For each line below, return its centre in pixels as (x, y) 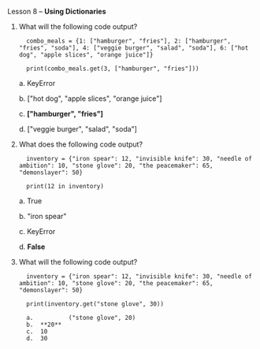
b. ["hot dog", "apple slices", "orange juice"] (90, 98)
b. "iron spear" (43, 216)
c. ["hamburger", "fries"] (61, 114)
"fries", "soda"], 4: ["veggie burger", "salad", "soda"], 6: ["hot (134, 48)
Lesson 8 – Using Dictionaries (57, 11)
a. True (30, 201)
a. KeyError (37, 83)
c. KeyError (37, 231)
